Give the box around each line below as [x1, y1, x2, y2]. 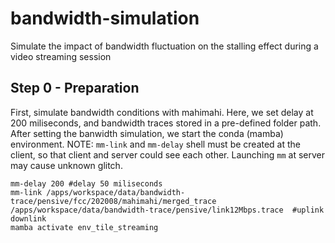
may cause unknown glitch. [10, 159, 123, 171]
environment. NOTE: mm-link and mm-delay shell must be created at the [10, 138, 302, 150]
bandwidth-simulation [10, 7, 200, 30]
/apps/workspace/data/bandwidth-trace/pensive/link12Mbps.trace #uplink [10, 205, 325, 215]
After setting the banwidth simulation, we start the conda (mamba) [10, 127, 284, 139]
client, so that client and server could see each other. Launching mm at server [10, 148, 325, 161]
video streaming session [10, 50, 112, 62]
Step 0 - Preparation [10, 80, 140, 97]
